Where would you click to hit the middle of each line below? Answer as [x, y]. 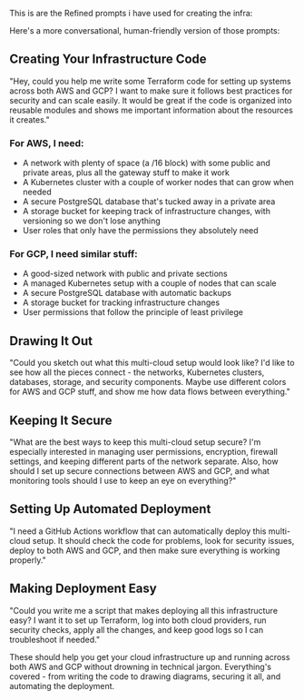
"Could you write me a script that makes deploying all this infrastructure [144, 610]
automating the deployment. [62, 685]
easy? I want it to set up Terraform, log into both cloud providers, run [138, 620]
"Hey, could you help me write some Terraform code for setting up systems [151, 81]
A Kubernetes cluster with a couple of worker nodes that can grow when [158, 182]
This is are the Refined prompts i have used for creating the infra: [131, 13]
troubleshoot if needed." [55, 639]
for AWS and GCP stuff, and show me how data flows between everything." [150, 392]
